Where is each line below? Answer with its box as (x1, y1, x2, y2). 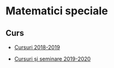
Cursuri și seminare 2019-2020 (14, 55, 91, 62)
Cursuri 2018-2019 (14, 44, 60, 51)
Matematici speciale (5, 4, 108, 18)
